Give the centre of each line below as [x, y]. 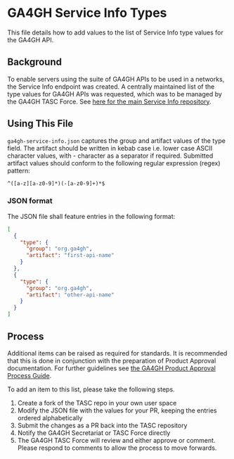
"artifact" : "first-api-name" [70, 256]
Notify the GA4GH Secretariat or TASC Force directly [94, 433]
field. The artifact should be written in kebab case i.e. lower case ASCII [110, 148]
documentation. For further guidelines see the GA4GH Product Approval [112, 368]
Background [34, 62]
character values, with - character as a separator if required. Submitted [110, 156]
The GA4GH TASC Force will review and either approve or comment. [116, 440]
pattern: [19, 170]
